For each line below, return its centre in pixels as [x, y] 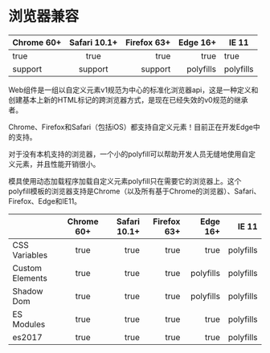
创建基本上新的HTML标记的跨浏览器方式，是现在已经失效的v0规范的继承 [128, 99]
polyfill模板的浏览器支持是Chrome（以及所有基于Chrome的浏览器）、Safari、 [135, 191]
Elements [30, 278]
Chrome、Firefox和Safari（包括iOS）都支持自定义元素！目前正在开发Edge [131, 127]
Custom [27, 268]
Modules [29, 324]
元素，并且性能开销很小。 [57, 164]
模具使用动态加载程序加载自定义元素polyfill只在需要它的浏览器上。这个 [125, 181]
